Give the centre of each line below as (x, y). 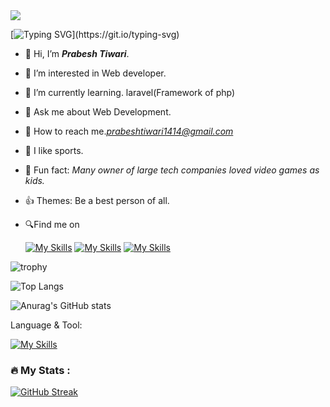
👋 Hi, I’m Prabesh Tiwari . (77, 53)
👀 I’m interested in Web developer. (95, 73)
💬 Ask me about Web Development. (98, 112)
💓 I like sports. (54, 150)
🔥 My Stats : (40, 370)
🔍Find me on (52, 224)
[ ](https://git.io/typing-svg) (95, 34)
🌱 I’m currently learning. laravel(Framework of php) (130, 92)
